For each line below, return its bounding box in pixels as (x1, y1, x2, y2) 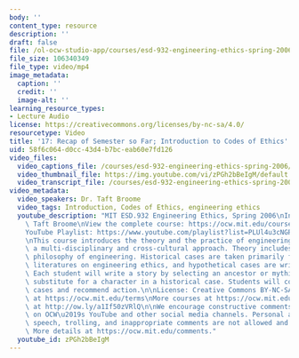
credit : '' (17, 87, 58, 96)
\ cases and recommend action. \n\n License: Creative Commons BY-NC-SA (25, 285, 293, 294)
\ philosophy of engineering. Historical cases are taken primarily (25, 252, 285, 262)
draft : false (9, 37, 58, 47)
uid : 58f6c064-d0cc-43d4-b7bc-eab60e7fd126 (9, 145, 174, 154)
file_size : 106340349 (9, 54, 90, 63)
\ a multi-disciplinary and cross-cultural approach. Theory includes (25, 244, 293, 253)
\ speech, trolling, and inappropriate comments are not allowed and (25, 319, 289, 328)
